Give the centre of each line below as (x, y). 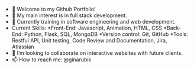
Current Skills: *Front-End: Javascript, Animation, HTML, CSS (87, 28)
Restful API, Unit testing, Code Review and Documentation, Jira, (89, 40)
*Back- (172, 28)
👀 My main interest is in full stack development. (69, 15)
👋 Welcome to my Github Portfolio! (54, 9)
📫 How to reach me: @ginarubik (51, 60)
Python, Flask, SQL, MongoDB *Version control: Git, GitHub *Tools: (106, 34)
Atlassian (23, 47)
